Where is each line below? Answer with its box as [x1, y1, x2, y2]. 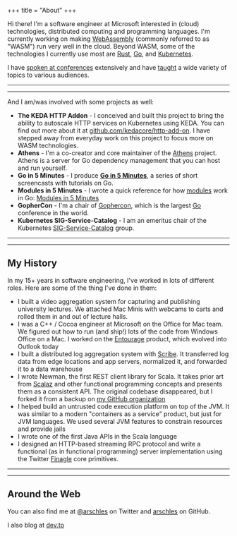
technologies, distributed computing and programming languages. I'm [7, 28, 210, 35]
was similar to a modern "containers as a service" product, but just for [17, 409, 222, 418]
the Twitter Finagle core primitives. [17, 454, 119, 463]
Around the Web [7, 488, 81, 500]
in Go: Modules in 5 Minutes [17, 194, 99, 202]
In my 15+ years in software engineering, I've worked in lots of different [7, 276, 214, 284]
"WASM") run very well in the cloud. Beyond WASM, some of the [7, 42, 195, 50]
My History [7, 257, 58, 269]
